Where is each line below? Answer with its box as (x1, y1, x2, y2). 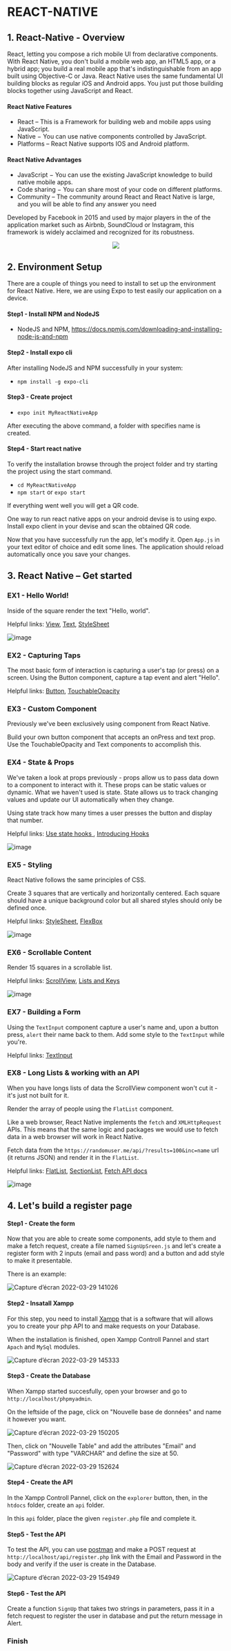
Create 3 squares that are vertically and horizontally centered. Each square (7, 889, 221, 897)
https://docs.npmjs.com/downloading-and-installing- (71, 325, 223, 333)
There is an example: (7, 1270, 67, 1278)
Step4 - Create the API (7, 1478, 73, 1487)
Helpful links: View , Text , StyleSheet (7, 620, 110, 628)
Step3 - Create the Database (7, 1372, 91, 1380)
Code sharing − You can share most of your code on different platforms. (17, 186, 223, 194)
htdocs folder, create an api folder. (7, 1501, 105, 1509)
